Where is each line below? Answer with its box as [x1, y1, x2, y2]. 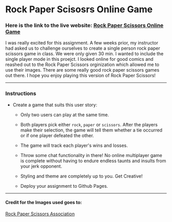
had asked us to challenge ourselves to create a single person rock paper [5, 45, 160, 52]
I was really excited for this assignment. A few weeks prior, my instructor [5, 40, 159, 46]
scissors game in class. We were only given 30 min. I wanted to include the [5, 51, 164, 57]
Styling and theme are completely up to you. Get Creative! [20, 173, 143, 179]
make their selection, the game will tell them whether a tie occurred [20, 127, 163, 133]
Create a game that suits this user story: [12, 101, 97, 108]
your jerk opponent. [20, 163, 62, 169]
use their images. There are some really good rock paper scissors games [5, 67, 160, 73]
